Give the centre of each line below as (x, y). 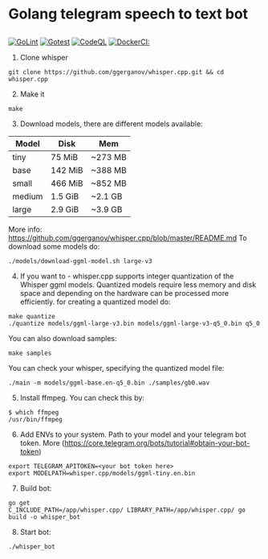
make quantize (32, 316)
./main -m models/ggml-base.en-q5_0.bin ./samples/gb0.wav (109, 383)
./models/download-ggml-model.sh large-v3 (80, 261)
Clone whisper (44, 57)
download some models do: (54, 246)
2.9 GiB (65, 209)
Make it (32, 94)
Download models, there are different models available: (111, 123)
